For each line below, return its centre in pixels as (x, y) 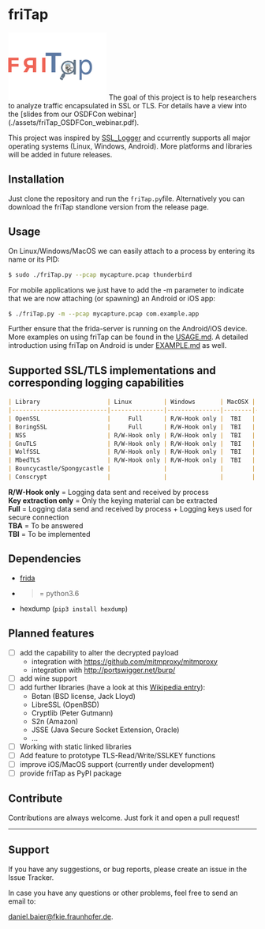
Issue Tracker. (31, 877)
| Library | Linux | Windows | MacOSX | (132, 402)
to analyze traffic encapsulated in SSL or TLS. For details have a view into (127, 106)
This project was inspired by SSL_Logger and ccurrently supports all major (129, 138)
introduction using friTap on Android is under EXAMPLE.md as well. (118, 346)
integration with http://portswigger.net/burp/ (103, 670)
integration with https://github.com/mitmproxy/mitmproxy (125, 661)
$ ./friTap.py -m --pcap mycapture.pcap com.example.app (104, 314)
